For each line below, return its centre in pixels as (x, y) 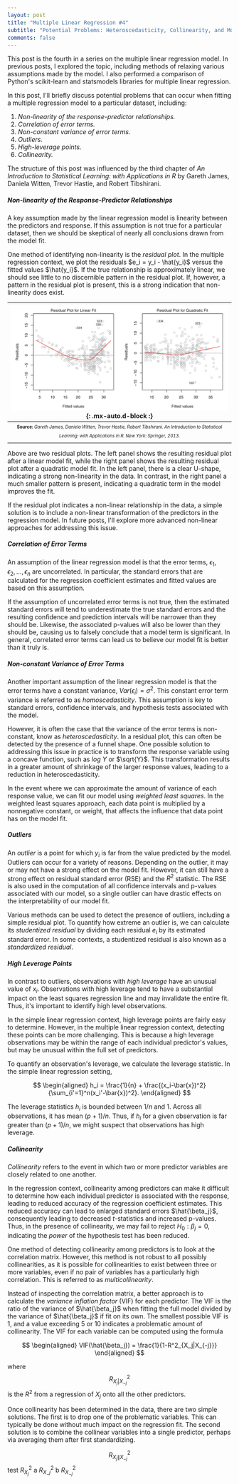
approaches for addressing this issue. (63, 527)
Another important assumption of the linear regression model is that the (112, 682)
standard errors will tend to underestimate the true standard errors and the (117, 609)
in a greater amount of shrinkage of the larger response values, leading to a (118, 766)
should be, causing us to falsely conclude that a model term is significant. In (119, 632)
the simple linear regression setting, (60, 1071)
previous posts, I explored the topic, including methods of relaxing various (116, 66)
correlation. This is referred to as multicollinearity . (81, 1280)
